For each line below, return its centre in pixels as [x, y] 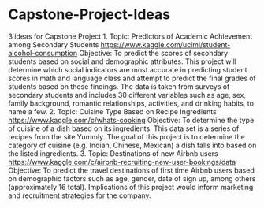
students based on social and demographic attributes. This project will [122, 61]
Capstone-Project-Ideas [89, 15]
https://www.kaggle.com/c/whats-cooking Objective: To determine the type [131, 120]
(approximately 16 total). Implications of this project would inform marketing [131, 187]
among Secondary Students [54, 44]
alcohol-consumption [43, 53]
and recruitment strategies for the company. [80, 195]
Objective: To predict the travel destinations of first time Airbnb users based [131, 170]
